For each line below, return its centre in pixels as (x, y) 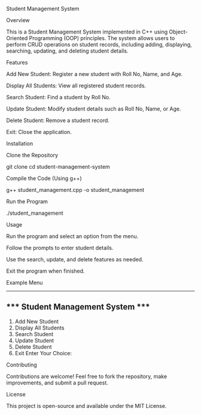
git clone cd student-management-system (58, 167)
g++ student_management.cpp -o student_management (75, 190)
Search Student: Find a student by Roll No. (58, 97)
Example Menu (25, 283)
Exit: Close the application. (39, 132)
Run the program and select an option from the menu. (72, 236)
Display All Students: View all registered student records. (76, 86)
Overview (18, 20)
